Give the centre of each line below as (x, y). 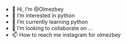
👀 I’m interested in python (43, 15)
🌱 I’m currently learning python (50, 22)
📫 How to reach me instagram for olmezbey (66, 35)
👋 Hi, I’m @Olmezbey (38, 9)
